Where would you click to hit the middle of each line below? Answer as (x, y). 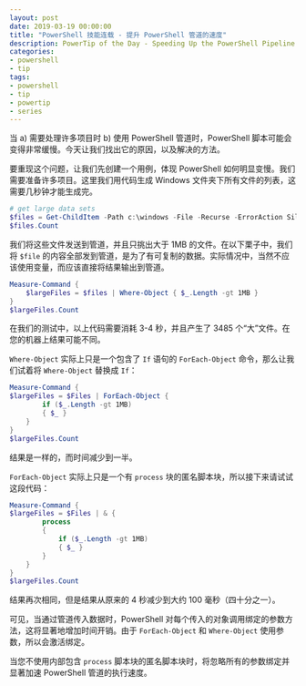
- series (26, 111)
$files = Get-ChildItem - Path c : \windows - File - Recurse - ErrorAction (146, 218)
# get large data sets (52, 209)
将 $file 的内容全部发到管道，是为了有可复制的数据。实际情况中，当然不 (146, 255)
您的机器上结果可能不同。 (57, 340)
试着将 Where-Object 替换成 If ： (77, 371)
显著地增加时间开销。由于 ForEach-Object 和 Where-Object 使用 (158, 630)
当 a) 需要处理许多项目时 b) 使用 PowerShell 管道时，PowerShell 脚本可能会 (151, 138)
